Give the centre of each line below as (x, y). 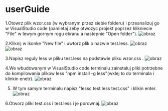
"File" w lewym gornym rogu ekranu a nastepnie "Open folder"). (71, 33)
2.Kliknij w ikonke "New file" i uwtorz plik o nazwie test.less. (67, 43)
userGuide (28, 9)
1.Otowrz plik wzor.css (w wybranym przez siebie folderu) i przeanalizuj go (82, 23)
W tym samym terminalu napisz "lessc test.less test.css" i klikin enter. (85, 88)
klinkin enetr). (19, 78)
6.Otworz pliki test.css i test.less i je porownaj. (53, 103)
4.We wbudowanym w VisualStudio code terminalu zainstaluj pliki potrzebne (84, 68)
